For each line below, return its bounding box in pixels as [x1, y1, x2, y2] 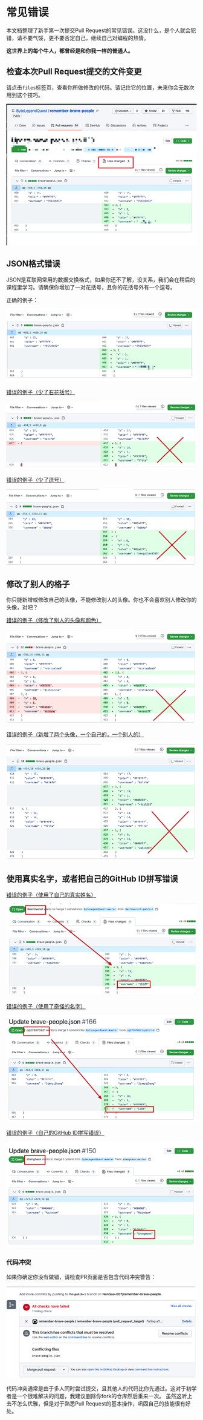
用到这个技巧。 [6, 91, 43, 99]
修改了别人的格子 [6, 579, 70, 589]
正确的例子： [6, 296, 38, 303]
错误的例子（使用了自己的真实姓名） [6, 891, 97, 898]
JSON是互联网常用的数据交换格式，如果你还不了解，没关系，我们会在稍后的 [6, 276, 196, 283]
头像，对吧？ [6, 603, 38, 611]
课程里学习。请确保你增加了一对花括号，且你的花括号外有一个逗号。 [6, 283, 176, 291]
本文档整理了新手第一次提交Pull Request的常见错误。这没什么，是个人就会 [6, 27, 191, 34]
